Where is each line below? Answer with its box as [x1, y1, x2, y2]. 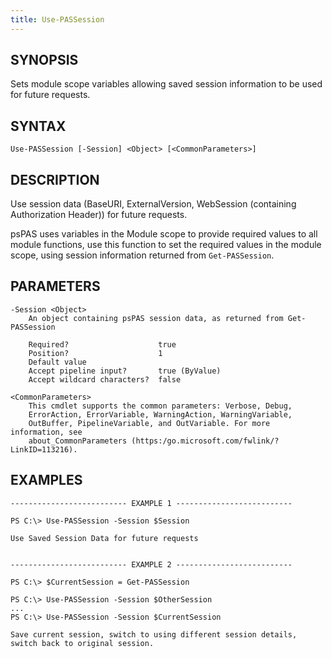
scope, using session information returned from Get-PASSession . [10, 249, 275, 261]
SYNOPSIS [10, 52, 79, 69]
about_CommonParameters [28, 436, 128, 446]
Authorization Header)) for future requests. [10, 209, 188, 221]
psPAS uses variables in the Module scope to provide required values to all [10, 228, 318, 240]
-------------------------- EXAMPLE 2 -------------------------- [10, 559, 293, 570]
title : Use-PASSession [10, 14, 105, 25]
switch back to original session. [10, 638, 155, 648]
